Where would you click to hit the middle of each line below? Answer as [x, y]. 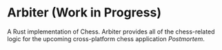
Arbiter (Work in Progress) [84, 13]
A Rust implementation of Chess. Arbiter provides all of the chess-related [111, 32]
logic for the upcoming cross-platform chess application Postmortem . [106, 38]
